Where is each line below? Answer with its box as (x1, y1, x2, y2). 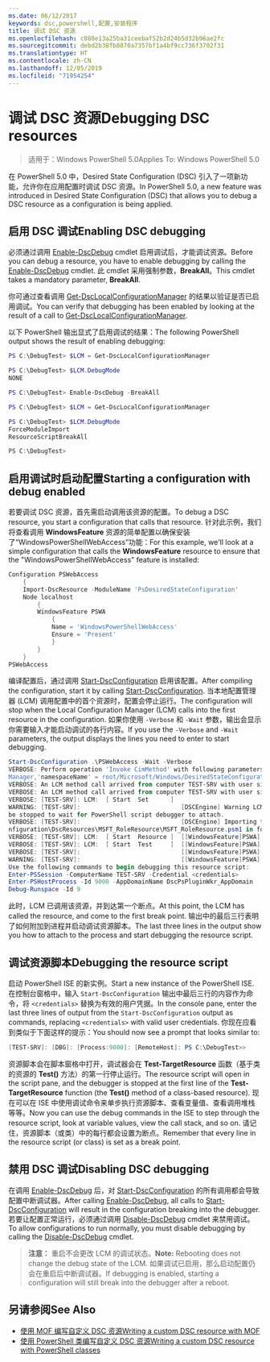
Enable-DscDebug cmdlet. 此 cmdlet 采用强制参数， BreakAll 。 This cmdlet (8, 266, 256, 276)
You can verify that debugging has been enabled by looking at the (36, 301, 256, 311)
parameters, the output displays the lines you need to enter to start (8, 734, 230, 744)
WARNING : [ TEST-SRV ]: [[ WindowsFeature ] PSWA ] (8, 855, 261, 863)
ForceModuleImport (8, 425, 70, 434)
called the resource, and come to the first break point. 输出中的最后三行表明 (8, 911, 260, 921)
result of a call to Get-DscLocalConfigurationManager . (8, 311, 188, 321)
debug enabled (8, 484, 86, 498)
